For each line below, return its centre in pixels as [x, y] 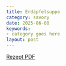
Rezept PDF [21, 57]
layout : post [22, 40]
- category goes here [33, 34]
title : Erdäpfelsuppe [33, 12]
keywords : [19, 28]
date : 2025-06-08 [28, 23]
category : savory [28, 17]
